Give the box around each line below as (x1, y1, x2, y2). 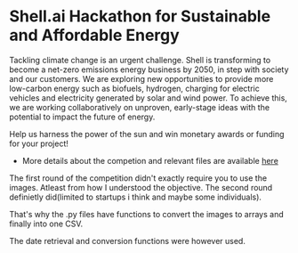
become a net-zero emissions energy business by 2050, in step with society (9, 64, 289, 75)
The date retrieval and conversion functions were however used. (9, 235, 246, 246)
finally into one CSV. (9, 218, 84, 229)
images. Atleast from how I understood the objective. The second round (9, 182, 273, 192)
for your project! (9, 138, 69, 149)
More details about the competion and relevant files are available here (21, 155, 278, 166)
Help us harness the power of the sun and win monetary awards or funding (9, 128, 285, 139)
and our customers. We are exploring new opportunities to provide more (9, 73, 274, 84)
